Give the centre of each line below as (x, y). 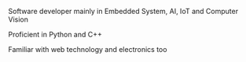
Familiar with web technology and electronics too (88, 49)
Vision (18, 19)
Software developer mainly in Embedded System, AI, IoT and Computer (123, 11)
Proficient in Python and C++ (55, 34)
